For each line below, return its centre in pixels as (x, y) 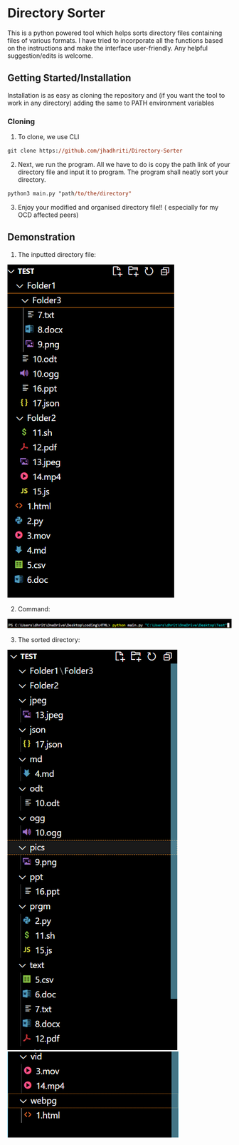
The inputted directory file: (57, 254)
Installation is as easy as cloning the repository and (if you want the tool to (116, 95)
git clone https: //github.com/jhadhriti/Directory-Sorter (95, 151)
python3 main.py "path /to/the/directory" (70, 193)
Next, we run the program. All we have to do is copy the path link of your (124, 164)
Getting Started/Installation (69, 78)
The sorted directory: (49, 640)
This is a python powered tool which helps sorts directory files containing (115, 33)
